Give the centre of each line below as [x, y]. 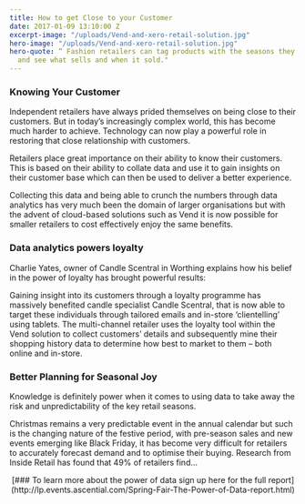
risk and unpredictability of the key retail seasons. [103, 406]
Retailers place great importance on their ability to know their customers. [146, 158]
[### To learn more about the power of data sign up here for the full [139, 479]
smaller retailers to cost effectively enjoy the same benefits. [122, 225]
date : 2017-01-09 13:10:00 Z [65, 26]
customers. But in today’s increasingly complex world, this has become [142, 121]
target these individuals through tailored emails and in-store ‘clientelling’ [145, 314]
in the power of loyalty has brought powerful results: [108, 277]
